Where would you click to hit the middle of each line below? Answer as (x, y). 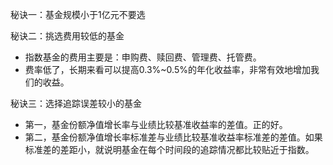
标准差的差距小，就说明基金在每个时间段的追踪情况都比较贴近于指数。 (169, 149)
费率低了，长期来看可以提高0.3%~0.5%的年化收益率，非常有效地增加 (167, 69)
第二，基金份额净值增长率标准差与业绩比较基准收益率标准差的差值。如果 (173, 137)
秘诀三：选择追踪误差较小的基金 (76, 103)
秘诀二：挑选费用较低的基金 (67, 36)
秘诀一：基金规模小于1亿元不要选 (78, 14)
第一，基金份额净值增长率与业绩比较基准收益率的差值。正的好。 (156, 124)
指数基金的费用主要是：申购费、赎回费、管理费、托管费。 (143, 57)
